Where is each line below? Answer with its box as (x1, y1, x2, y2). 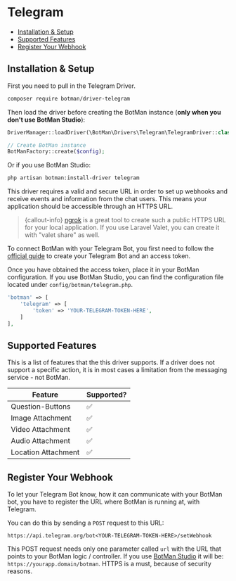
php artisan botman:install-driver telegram (7, 174, 140, 181)
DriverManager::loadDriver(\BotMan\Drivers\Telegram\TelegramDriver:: (7, 129, 218, 136)
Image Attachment (11, 413, 72, 423)
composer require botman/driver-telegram (7, 95, 131, 102)
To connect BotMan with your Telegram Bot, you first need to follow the (7, 244, 214, 253)
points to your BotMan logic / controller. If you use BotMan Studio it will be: (7, 552, 224, 561)
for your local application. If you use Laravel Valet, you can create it (24, 223, 220, 232)
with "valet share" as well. (24, 231, 100, 239)
